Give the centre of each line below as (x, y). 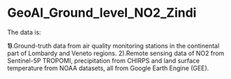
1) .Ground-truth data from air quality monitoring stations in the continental (113, 45)
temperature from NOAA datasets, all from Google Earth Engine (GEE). (108, 68)
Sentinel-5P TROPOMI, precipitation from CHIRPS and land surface (104, 60)
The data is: (24, 32)
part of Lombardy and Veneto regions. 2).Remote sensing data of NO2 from (116, 53)
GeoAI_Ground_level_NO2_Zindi (102, 13)
